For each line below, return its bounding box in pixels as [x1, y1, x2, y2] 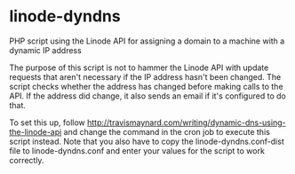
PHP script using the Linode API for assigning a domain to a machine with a [9, 36, 285, 46]
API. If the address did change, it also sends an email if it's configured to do [9, 91, 286, 101]
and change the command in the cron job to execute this [63, 126, 271, 137]
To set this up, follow [9, 117, 86, 128]
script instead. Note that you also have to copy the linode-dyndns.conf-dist [9, 136, 284, 146]
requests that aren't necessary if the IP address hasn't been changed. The [9, 71, 282, 82]
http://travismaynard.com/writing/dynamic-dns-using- [87, 117, 286, 128]
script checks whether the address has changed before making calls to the [9, 81, 283, 91]
